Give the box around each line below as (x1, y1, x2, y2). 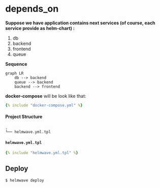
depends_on (5, 3, 59, 15)
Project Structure (5, 114, 43, 120)
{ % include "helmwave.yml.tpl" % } (5, 151, 79, 156)
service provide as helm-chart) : (5, 25, 75, 31)
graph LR (5, 70, 24, 76)
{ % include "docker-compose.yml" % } (5, 102, 83, 108)
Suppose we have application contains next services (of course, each (5, 20, 156, 26)
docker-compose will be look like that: (5, 93, 86, 99)
